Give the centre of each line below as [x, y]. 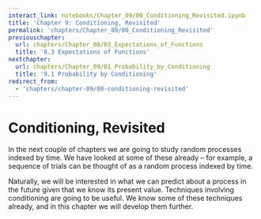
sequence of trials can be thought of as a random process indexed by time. [130, 166]
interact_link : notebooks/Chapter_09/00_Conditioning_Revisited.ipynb [127, 15]
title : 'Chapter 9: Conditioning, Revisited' [84, 23]
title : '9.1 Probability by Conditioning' [86, 74]
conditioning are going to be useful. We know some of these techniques [125, 199]
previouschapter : [37, 37]
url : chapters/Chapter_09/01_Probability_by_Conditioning [113, 67]
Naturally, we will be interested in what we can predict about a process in [127, 181]
